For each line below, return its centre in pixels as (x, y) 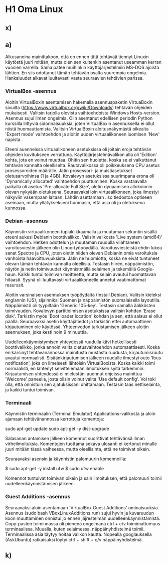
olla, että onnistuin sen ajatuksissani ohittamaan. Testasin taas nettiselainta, (83, 384)
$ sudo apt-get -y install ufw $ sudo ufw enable (55, 469)
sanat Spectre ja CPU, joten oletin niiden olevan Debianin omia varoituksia (81, 253)
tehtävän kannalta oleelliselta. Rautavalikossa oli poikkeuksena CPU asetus (82, 165)
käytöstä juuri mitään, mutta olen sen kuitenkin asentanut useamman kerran (83, 62)
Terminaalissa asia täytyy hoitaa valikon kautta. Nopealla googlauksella (78, 534)
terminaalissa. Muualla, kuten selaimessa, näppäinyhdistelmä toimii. (75, 529)
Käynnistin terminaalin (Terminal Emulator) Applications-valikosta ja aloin (80, 414)
